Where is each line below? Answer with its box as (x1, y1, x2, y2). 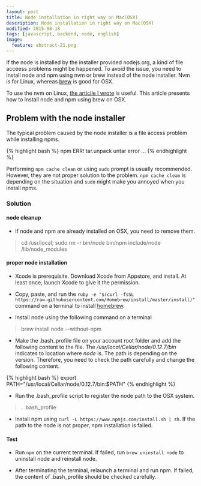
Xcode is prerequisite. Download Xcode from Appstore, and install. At (14, 272, 187, 280)
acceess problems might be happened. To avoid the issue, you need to (6, 65, 182, 72)
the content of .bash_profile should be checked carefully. (14, 473, 157, 481)
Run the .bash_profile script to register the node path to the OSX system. (14, 392, 195, 400)
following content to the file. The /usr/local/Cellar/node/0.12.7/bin (14, 343, 176, 351)
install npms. (6, 184, 38, 191)
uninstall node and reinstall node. (14, 455, 97, 463)
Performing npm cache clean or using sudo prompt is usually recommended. (6, 165, 193, 172)
